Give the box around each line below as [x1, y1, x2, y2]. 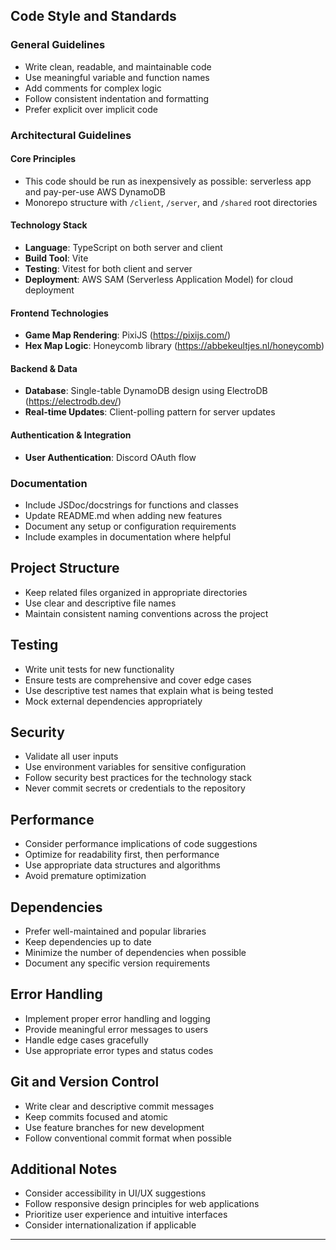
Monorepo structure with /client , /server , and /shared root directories [24, 196, 318, 208]
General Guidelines [10, 38, 106, 52]
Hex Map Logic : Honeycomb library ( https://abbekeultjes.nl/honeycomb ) [24, 340, 325, 352]
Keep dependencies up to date [24, 935, 152, 948]
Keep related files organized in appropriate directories [24, 586, 248, 598]
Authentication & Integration [10, 429, 132, 441]
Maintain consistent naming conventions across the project [24, 607, 269, 619]
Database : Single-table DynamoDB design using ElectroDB [24, 385, 268, 397]
